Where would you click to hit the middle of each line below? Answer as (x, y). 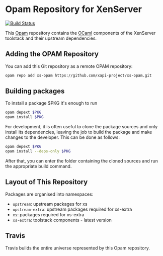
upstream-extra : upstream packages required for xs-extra (72, 209)
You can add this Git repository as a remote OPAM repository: (69, 66)
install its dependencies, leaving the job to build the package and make (79, 132)
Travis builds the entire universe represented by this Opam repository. (77, 248)
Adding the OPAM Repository (52, 54)
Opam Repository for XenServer (74, 9)
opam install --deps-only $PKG (38, 151)
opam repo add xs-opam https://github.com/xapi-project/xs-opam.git (78, 75)
